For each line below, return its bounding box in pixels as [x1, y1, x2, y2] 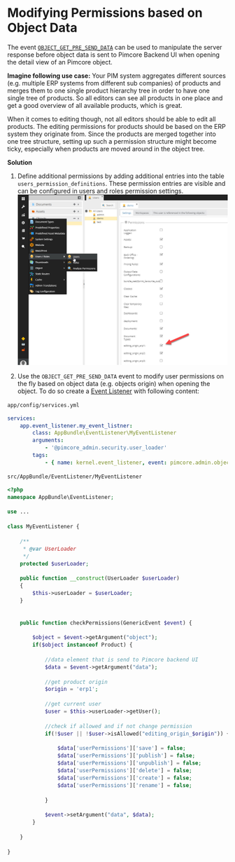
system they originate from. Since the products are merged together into [7, 130, 217, 138]
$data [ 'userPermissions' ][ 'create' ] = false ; [57, 774, 192, 781]
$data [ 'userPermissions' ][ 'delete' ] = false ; [57, 767, 192, 774]
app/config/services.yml [7, 402, 80, 409]
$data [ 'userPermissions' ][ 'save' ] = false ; [57, 745, 187, 752]
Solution [7, 158, 33, 166]
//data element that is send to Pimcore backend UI [44, 656, 199, 663]
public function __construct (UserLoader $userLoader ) [20, 575, 180, 582]
